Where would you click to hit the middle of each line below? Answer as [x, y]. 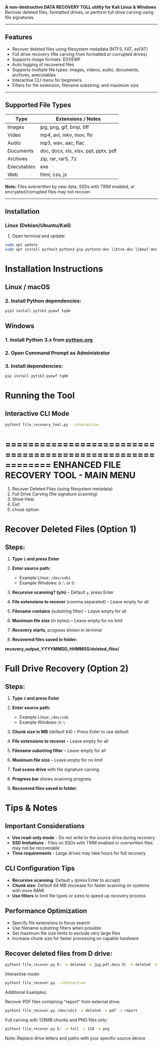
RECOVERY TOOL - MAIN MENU [70, 476]
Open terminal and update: [39, 236]
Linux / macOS [27, 287]
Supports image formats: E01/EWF [46, 59]
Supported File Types [38, 105]
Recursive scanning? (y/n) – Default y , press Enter [63, 592]
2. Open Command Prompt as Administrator [58, 353]
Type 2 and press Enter [36, 698]
